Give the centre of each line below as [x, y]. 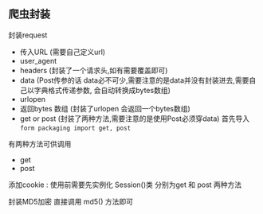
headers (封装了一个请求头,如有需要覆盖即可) [94, 70]
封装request [28, 35]
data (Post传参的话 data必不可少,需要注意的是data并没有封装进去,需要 [134, 80]
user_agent [38, 60]
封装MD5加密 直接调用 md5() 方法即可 [71, 201]
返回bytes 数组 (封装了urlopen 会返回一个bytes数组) [105, 108]
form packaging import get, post [75, 128]
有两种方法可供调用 [40, 144]
